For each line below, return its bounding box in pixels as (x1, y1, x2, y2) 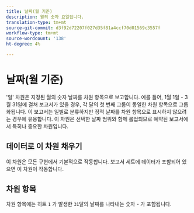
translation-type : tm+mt (6, 19, 67, 25)
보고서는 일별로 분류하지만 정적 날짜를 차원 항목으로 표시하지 (34, 108, 171, 115)
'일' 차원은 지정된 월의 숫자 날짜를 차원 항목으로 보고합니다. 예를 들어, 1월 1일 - (6, 93, 183, 100)
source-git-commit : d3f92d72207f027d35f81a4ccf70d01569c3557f (6, 25, 161, 31)
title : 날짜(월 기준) (6, 8, 53, 15)
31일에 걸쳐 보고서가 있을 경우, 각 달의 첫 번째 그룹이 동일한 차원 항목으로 (12, 100, 178, 108)
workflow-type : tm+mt (6, 30, 59, 36)
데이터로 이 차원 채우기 (6, 141, 83, 152)
